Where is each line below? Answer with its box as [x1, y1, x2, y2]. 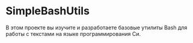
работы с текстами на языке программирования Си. [5, 30, 141, 37]
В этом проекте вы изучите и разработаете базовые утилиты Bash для [5, 24, 188, 31]
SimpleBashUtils [5, 4, 90, 18]
